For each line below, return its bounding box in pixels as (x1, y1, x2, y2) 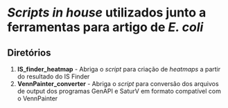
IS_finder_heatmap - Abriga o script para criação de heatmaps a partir (17, 65, 220, 73)
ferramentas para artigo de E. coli (7, 19, 204, 35)
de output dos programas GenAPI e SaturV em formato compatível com (17, 87, 222, 95)
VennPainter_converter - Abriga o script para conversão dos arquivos (17, 80, 220, 87)
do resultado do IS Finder (17, 72, 90, 80)
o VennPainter (17, 94, 58, 102)
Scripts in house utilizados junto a (7, 5, 207, 21)
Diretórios (7, 47, 51, 58)
